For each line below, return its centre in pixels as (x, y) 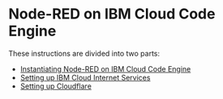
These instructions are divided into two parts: (84, 53)
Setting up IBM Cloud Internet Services (85, 77)
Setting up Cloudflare (56, 86)
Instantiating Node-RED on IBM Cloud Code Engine (105, 68)
